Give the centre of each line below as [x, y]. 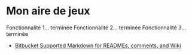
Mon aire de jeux [48, 11]
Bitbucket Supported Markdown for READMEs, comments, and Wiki [98, 45]
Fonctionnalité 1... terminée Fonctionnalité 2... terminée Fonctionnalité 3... [96, 27]
